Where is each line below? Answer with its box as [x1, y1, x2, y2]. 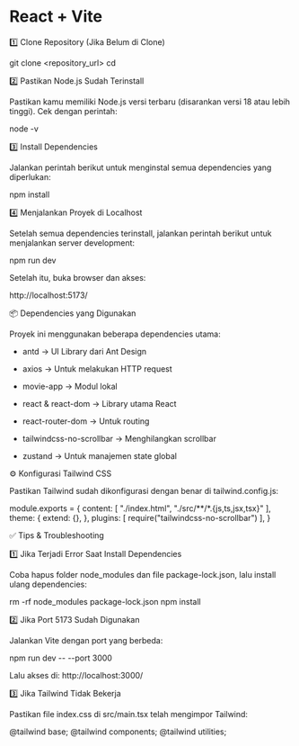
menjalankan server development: [9, 237, 136, 248]
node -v [9, 123, 39, 134]
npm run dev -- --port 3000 [9, 652, 112, 663]
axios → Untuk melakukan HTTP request [22, 363, 172, 374]
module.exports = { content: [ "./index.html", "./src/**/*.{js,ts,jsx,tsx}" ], [9, 502, 271, 514]
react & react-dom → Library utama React [22, 398, 177, 409]
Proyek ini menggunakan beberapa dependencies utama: [9, 328, 222, 339]
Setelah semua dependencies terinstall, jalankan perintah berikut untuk [9, 228, 272, 238]
